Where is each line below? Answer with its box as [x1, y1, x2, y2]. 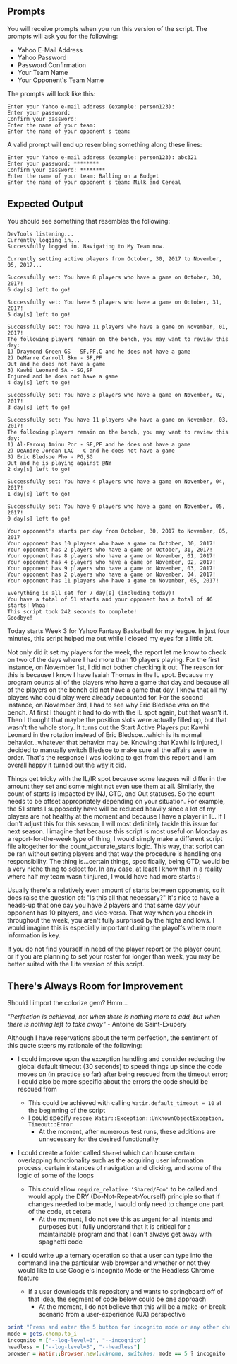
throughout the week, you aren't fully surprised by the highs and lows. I [7, 915, 215, 924]
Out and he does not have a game [7, 360, 106, 367]
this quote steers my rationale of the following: [7, 1041, 142, 1050]
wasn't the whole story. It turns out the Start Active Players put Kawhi [7, 723, 209, 732]
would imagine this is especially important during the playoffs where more [7, 923, 222, 932]
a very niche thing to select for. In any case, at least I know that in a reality [7, 865, 223, 873]
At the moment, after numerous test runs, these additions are [38, 1128, 217, 1136]
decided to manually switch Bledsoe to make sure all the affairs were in [7, 746, 214, 754]
